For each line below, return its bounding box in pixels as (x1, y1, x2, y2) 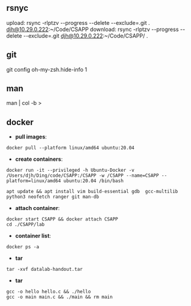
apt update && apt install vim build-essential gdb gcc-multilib (6, 189, 178, 195)
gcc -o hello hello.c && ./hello (6, 289, 91, 295)
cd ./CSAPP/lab (6, 222, 45, 228)
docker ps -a (6, 244, 40, 250)
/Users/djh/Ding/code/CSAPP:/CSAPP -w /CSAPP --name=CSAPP (6, 172, 159, 179)
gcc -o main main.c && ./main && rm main (6, 294, 113, 301)
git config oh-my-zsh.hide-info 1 (6, 66, 87, 73)
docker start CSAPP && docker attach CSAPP (6, 216, 119, 222)
